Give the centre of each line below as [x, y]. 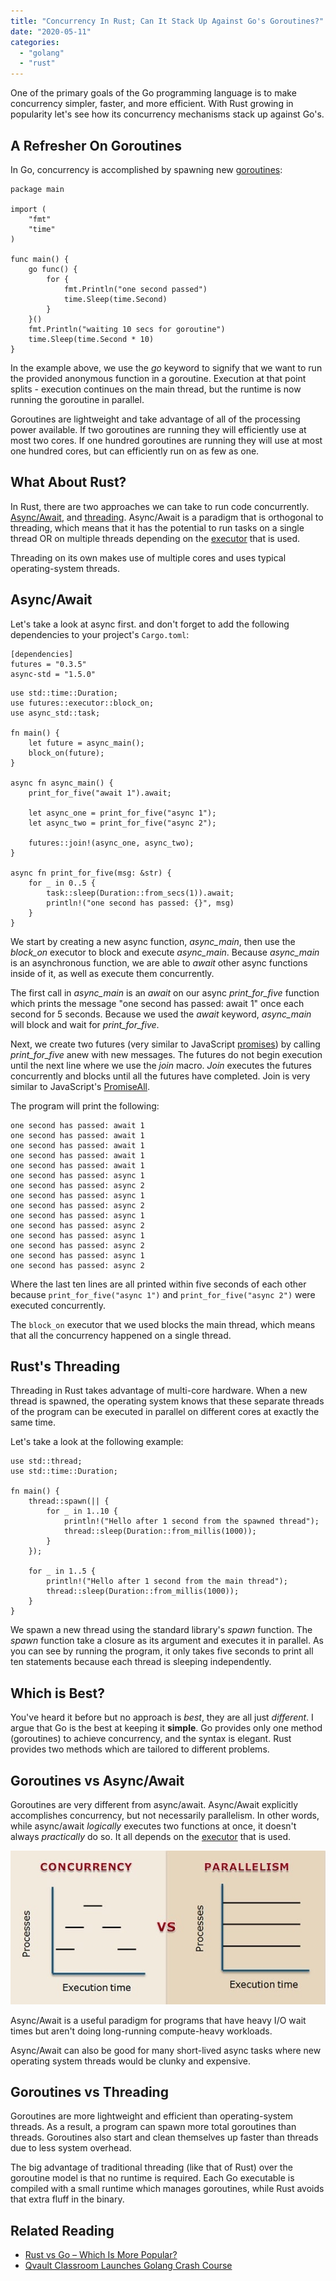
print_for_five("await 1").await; [100, 793]
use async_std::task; [55, 713]
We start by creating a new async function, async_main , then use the [153, 941]
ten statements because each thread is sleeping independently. [141, 1662]
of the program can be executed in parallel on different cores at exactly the [165, 1412]
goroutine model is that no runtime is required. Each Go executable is [152, 2178]
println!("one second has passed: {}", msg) [140, 903]
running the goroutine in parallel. [77, 399]
